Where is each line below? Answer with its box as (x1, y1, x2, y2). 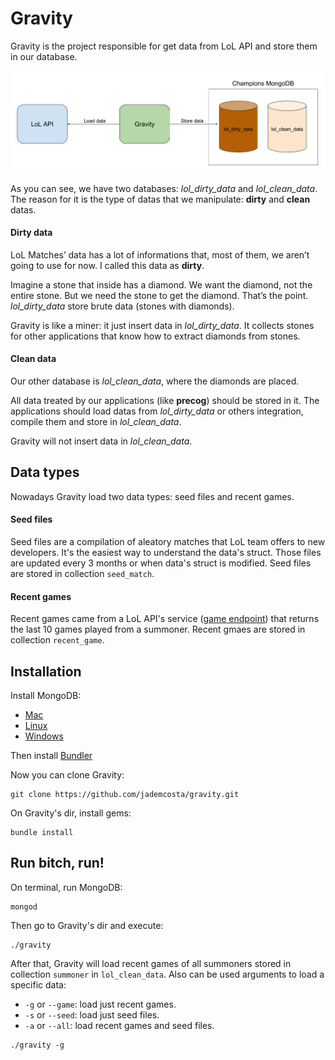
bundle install (10, 827, 74, 837)
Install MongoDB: (10, 689, 82, 701)
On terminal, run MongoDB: (10, 881, 123, 893)
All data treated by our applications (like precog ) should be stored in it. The (10, 394, 320, 406)
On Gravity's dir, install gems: (10, 807, 132, 819)
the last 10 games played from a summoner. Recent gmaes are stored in (10, 623, 306, 636)
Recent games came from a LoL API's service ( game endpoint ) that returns (10, 613, 320, 625)
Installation (10, 663, 82, 680)
